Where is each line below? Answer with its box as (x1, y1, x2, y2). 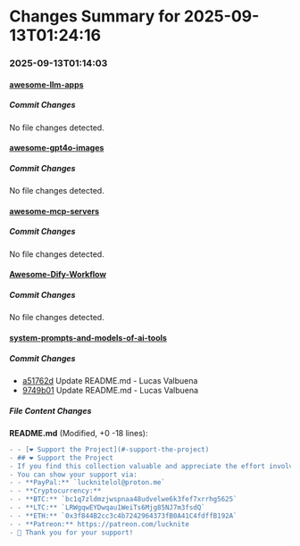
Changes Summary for (9, 6, 181, 27)
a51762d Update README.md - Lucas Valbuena (21, 375, 198, 385)
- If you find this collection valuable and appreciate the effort (9, 461, 266, 470)
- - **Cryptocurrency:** (9, 486, 102, 496)
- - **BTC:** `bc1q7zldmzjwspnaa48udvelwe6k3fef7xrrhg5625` (9, 495, 238, 504)
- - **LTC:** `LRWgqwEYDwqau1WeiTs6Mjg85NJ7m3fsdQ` (9, 503, 205, 512)
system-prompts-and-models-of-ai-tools (9, 332, 168, 343)
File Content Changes (9, 405, 92, 416)
